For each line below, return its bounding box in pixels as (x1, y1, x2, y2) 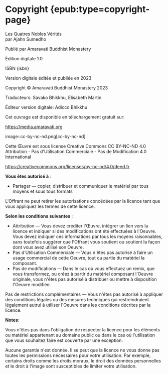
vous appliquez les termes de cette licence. (5, 203, 95, 209)
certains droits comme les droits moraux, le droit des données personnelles (5, 357, 161, 363)
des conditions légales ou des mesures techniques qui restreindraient (5, 296, 149, 302)
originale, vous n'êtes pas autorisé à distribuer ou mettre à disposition (12, 276, 157, 282)
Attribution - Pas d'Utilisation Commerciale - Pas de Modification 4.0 (5, 148, 147, 154)
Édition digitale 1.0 (5, 55, 43, 61)
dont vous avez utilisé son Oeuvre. (12, 244, 84, 250)
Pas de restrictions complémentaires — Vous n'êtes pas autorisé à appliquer (5, 291, 163, 297)
